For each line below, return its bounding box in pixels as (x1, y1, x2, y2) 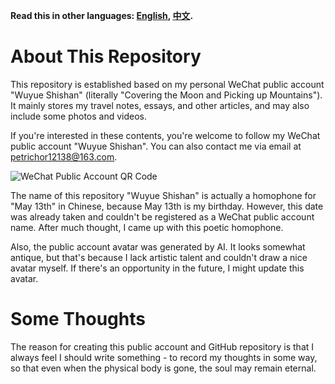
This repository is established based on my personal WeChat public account (10, 78, 325, 90)
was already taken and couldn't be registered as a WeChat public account (10, 210, 315, 223)
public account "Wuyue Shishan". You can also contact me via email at (10, 140, 302, 152)
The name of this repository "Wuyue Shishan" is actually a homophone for (10, 189, 317, 201)
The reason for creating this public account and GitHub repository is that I (10, 340, 315, 353)
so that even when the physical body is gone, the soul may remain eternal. (10, 362, 317, 374)
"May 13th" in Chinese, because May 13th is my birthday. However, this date (10, 200, 324, 212)
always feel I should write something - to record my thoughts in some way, (10, 351, 318, 363)
